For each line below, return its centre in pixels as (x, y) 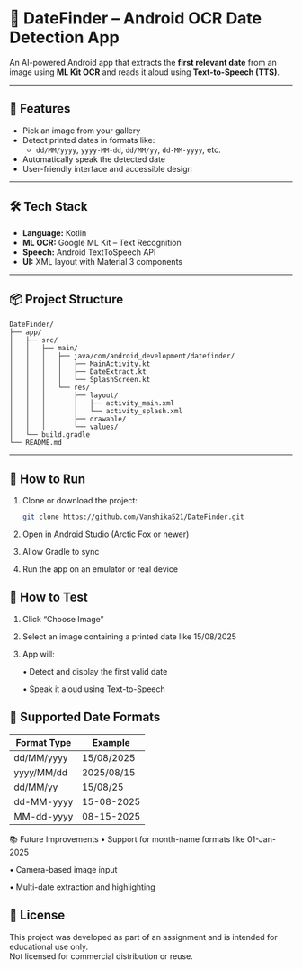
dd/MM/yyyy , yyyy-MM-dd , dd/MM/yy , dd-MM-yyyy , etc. (129, 149)
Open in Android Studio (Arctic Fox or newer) (106, 534)
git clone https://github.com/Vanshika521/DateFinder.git (133, 517)
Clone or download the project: (80, 501)
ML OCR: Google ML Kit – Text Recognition (102, 242)
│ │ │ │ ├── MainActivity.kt (80, 364)
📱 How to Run (48, 479)
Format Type (44, 742)
